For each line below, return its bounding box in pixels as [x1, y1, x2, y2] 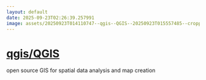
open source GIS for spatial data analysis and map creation [6, 67, 156, 74]
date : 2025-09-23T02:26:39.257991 [6, 15, 95, 21]
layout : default [6, 9, 48, 15]
